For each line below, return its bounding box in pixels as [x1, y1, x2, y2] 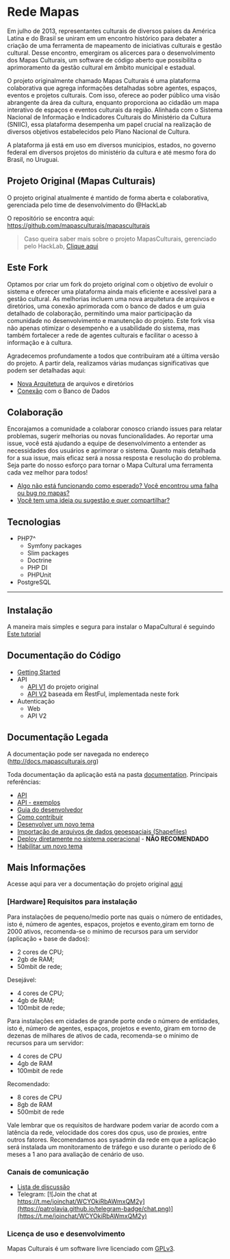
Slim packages [27, 549, 69, 557]
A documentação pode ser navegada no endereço [7, 750, 149, 758]
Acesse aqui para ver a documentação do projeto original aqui [7, 880, 183, 888]
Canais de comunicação [7, 1167, 89, 1177]
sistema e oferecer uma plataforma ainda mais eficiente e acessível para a [7, 287, 217, 296]
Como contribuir [16, 813, 64, 821]
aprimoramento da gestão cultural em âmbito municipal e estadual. [7, 63, 196, 71]
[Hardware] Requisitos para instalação [7, 897, 138, 907]
